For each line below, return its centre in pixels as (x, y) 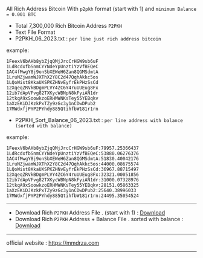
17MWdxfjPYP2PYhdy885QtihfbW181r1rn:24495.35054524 (72, 196)
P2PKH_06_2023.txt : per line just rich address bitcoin (88, 38)
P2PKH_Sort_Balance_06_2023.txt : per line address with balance (99, 120)
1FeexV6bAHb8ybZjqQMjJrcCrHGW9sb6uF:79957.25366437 (72, 148)
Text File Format (35, 32)
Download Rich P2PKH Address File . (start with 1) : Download (90, 213)
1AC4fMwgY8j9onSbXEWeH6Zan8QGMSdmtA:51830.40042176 (72, 159)
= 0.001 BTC (21, 15)
